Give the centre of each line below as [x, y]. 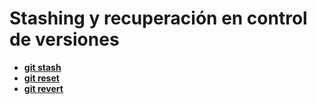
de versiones [64, 39]
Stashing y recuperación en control [158, 18]
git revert [43, 88]
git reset [41, 78]
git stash [42, 67]
